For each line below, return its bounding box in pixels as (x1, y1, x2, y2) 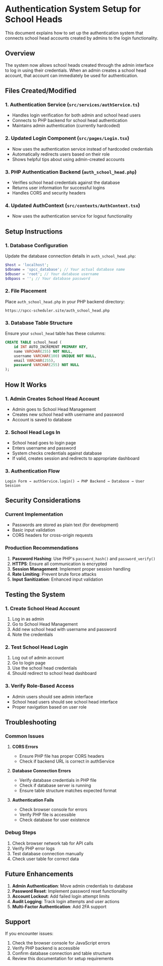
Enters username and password (12, 445, 76, 451)
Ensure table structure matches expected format (19, 788, 117, 793)
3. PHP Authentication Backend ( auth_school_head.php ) (5, 168, 137, 175)
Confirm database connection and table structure (12, 950, 111, 956)
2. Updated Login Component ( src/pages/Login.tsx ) (5, 135, 129, 142)
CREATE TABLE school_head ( (5, 340, 62, 345)
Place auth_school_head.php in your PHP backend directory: (5, 298, 125, 304)
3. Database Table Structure (5, 319, 73, 326)
